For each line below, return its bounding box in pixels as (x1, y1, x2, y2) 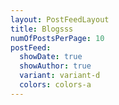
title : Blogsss (10, 24, 74, 34)
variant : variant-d (19, 71, 101, 81)
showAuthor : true (19, 61, 92, 71)
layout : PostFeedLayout (10, 14, 110, 25)
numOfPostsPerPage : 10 (10, 33, 105, 43)
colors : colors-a (19, 80, 92, 90)
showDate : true (19, 52, 83, 62)
